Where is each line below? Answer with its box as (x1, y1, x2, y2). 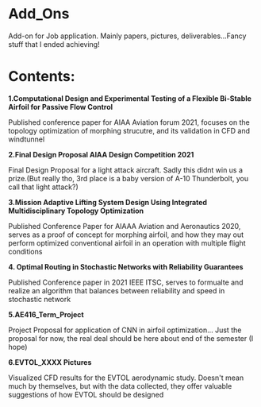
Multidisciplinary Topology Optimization (8, 206, 144, 215)
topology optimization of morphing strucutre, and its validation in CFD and (8, 126, 251, 135)
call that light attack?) (8, 182, 79, 192)
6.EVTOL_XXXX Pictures (8, 357, 92, 366)
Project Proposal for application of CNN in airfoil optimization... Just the (8, 325, 242, 335)
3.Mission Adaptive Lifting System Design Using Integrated (8, 197, 208, 207)
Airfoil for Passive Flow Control (8, 102, 113, 111)
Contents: (8, 68, 75, 86)
